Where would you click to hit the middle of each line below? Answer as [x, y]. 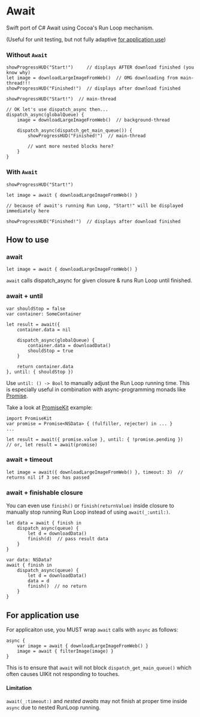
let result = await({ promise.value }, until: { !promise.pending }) [95, 439]
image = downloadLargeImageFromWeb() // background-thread [93, 120]
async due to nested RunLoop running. [53, 707]
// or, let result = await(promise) [52, 445]
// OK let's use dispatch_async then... [57, 109]
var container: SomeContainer [44, 314]
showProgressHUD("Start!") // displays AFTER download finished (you [100, 67]
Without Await [27, 55]
